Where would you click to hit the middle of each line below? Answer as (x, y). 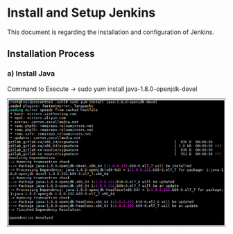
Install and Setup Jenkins (81, 13)
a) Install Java (31, 74)
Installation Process (51, 54)
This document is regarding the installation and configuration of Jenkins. (111, 32)
